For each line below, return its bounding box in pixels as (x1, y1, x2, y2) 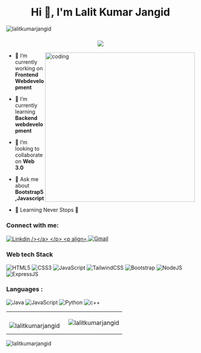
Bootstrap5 (14, 188, 44, 196)
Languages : (6, 285, 43, 293)
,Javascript (14, 195, 44, 202)
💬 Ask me (14, 176, 39, 183)
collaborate (14, 152, 43, 159)
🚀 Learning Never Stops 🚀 (14, 206, 79, 214)
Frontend (14, 71, 39, 78)
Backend (14, 115, 38, 122)
